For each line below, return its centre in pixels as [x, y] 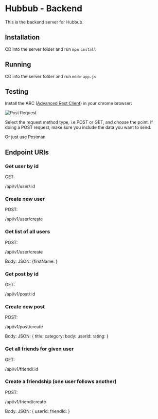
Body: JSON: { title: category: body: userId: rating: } [57, 336]
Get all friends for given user [39, 349]
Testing [17, 92]
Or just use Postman [25, 137]
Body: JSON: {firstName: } [31, 261]
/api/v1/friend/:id [22, 369]
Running [18, 65]
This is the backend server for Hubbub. [44, 22]
